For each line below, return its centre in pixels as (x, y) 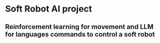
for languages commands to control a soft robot (80, 34)
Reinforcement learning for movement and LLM (80, 27)
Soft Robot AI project (49, 9)
